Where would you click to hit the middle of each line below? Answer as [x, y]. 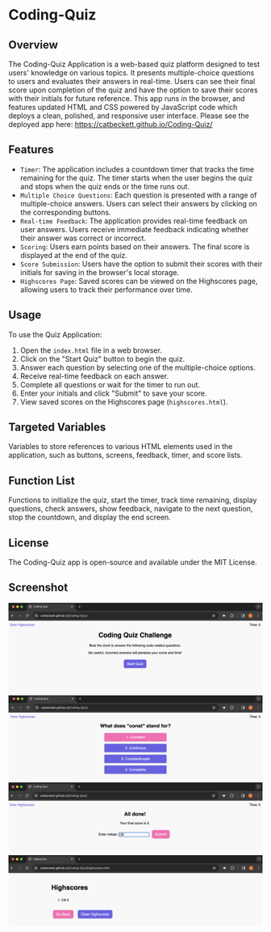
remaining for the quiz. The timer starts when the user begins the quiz [136, 178]
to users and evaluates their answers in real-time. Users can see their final [132, 81]
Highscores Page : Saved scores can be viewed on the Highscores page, [139, 281]
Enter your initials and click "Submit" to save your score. [113, 393]
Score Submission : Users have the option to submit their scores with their [141, 264]
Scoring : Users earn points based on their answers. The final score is [135, 246]
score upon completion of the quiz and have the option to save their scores [133, 90]
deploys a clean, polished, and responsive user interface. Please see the [129, 116]
